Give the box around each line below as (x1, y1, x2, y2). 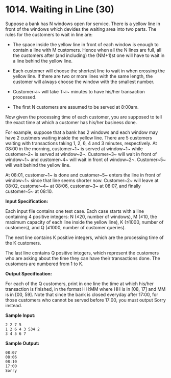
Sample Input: (5, 312, 36, 319)
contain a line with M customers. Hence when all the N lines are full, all (12, 47, 162, 53)
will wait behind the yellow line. (5, 162, 71, 168)
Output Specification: (5, 270, 52, 276)
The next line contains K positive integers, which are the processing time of (5, 234, 164, 241)
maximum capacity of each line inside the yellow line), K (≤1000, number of (5, 219, 164, 225)
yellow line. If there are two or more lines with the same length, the (12, 73, 153, 79)
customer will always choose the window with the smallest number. (12, 78, 155, 85)
